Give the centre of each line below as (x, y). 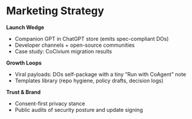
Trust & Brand (23, 92)
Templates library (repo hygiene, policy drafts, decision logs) (89, 81)
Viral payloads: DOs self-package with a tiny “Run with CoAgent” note (100, 74)
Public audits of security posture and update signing (79, 110)
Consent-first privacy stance (50, 103)
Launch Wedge (25, 27)
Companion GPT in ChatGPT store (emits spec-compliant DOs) (92, 38)
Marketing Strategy (55, 11)
